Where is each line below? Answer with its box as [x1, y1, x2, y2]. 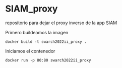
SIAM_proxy [5, 3, 58, 15]
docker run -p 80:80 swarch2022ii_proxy [5, 57, 92, 63]
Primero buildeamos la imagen [5, 29, 69, 35]
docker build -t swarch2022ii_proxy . [5, 39, 87, 44]
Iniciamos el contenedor [5, 48, 55, 54]
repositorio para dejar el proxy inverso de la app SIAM [5, 20, 117, 26]
